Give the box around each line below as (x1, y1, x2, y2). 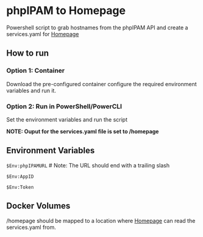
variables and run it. (6, 87, 57, 94)
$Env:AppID (6, 173, 34, 180)
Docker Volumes (6, 201, 71, 211)
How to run (6, 48, 49, 59)
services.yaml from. (6, 224, 57, 231)
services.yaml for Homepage (6, 30, 79, 37)
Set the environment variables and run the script (6, 115, 128, 123)
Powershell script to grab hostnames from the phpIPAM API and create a (6, 24, 188, 31)
